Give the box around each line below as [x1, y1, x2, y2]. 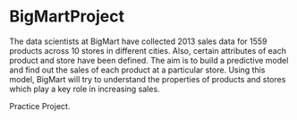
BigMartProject [9, 6, 125, 27]
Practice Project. [9, 100, 71, 111]
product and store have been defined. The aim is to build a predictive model [9, 55, 289, 65]
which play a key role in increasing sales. [9, 83, 160, 94]
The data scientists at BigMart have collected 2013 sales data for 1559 [9, 36, 267, 47]
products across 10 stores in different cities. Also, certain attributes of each [9, 45, 286, 56]
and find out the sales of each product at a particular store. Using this [9, 64, 266, 75]
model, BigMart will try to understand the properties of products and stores [9, 73, 286, 84]
